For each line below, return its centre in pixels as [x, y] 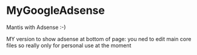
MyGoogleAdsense [55, 11]
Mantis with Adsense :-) [36, 27]
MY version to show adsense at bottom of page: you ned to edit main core [99, 39]
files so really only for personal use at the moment [69, 45]
